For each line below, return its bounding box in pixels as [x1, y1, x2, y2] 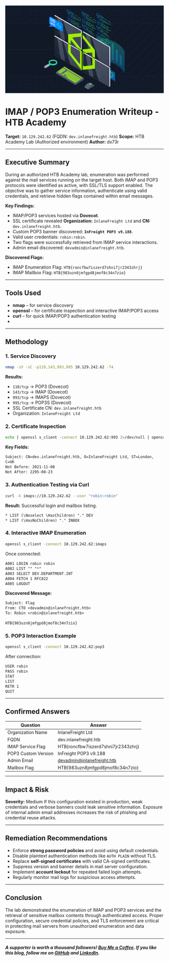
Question [21, 722, 40, 728]
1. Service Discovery [5, 352, 56, 359]
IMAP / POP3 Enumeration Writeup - [5, 106, 159, 117]
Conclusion [5, 893, 42, 902]
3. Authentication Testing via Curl [5, 481, 90, 488]
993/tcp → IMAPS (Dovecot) [12, 394, 71, 401]
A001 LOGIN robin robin [5, 561, 55, 566]
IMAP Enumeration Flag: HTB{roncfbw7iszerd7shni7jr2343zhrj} [12, 264, 143, 270]
